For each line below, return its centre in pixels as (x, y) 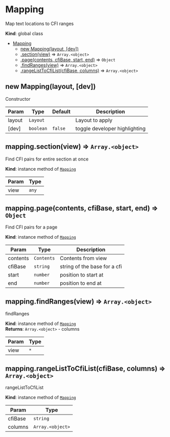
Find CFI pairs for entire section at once (47, 159)
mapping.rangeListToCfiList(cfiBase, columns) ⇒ (86, 368)
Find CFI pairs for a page (31, 227)
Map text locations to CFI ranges (40, 24)
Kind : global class (24, 33)
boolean (38, 128)
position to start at (82, 275)
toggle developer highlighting (111, 128)
